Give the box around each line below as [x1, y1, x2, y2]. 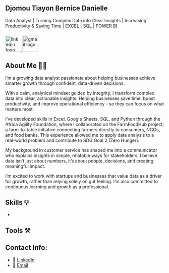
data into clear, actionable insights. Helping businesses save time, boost [5, 95, 155, 101]
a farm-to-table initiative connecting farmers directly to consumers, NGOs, [5, 126, 160, 133]
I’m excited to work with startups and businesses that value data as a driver [5, 173, 162, 179]
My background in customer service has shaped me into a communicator [5, 147, 157, 153]
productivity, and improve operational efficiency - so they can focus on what [5, 100, 164, 106]
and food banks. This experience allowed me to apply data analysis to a [5, 132, 154, 138]
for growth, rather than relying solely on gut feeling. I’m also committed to [5, 178, 158, 184]
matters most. [5, 106, 34, 112]
